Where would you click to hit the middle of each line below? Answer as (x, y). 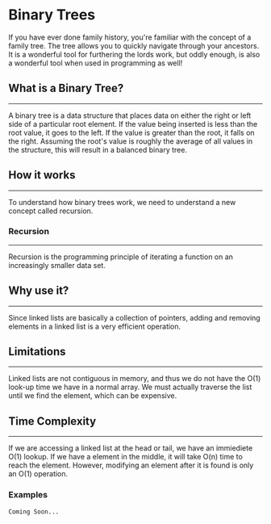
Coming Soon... (34, 511)
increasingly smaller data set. (57, 265)
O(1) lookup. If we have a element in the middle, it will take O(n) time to (126, 457)
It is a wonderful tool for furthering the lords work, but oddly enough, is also (134, 54)
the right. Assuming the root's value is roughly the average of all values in (130, 141)
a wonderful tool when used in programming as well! (96, 63)
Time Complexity (52, 421)
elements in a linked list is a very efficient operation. (95, 326)
